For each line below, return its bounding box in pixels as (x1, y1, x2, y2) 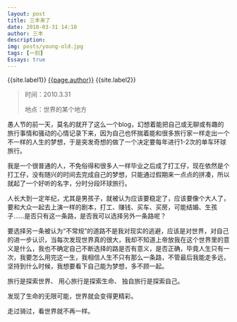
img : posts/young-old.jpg (7, 43, 83, 50)
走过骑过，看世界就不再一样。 (7, 306, 94, 315)
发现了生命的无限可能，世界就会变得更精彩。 (7, 292, 138, 300)
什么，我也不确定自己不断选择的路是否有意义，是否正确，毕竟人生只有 (19, 244, 224, 252)
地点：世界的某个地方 (24, 105, 87, 113)
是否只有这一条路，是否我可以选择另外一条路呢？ (24, 211, 167, 220)
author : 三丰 (7, 30, 44, 37)
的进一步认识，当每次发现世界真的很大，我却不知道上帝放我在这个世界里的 (7, 235, 224, 244)
